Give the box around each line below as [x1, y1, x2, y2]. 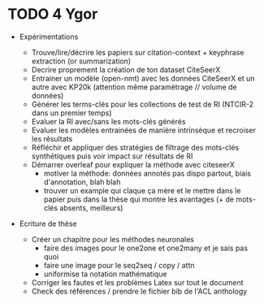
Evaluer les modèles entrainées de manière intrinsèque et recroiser [31, 125, 257, 135]
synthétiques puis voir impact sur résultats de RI [31, 151, 193, 161]
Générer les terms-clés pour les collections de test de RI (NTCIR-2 [31, 99, 253, 109]
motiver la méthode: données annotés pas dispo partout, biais [43, 168, 251, 178]
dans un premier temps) [31, 107, 112, 118]
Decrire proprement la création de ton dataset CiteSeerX [31, 64, 221, 74]
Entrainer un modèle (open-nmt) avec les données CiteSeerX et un [31, 73, 255, 83]
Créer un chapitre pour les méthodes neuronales [31, 234, 194, 244]
